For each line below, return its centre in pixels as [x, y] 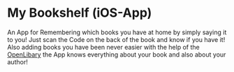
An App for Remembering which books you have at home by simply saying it [117, 32]
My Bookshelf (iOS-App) [80, 13]
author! [17, 62]
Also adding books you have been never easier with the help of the [104, 47]
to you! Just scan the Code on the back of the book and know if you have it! [116, 39]
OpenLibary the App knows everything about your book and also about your [117, 55]
